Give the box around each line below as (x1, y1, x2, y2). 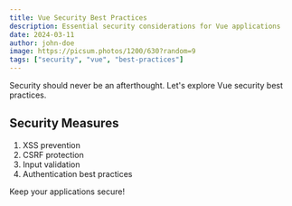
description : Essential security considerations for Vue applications (9, 22, 281, 31)
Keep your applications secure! (9, 186, 125, 197)
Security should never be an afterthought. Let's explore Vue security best (9, 80, 283, 90)
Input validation (22, 159, 80, 170)
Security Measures (9, 116, 119, 131)
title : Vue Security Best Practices (9, 13, 147, 23)
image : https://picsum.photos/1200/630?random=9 (9, 47, 196, 56)
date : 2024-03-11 (9, 30, 75, 39)
